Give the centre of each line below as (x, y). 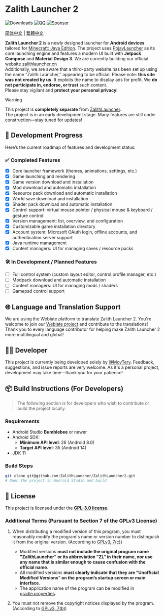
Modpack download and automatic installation (59, 280)
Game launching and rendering (44, 176)
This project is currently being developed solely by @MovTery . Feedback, (80, 362)
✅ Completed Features (33, 160)
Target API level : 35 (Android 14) (53, 448)
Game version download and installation (53, 182)
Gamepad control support (38, 291)
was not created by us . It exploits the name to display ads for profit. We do (81, 80)
